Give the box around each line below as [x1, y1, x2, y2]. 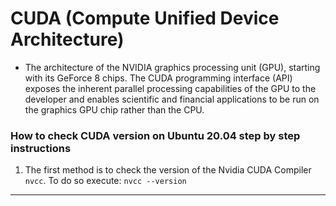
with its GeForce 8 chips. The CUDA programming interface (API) [24, 72, 293, 84]
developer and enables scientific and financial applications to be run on [24, 93, 320, 105]
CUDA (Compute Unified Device [10, 7, 280, 30]
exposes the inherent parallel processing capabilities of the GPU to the [24, 82, 317, 94]
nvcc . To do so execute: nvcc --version [24, 175, 187, 187]
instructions [10, 141, 72, 155]
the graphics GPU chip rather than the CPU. [24, 103, 205, 116]
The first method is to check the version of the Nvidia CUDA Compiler [24, 164, 312, 176]
